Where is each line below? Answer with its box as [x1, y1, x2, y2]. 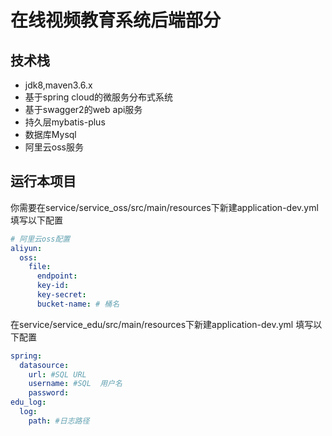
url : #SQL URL [28, 369, 87, 380]
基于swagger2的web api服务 [24, 104, 143, 115]
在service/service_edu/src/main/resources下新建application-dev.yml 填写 [10, 318, 314, 330]
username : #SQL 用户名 [28, 379, 123, 389]
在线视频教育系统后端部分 [10, 9, 222, 32]
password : [28, 388, 70, 398]
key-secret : [36, 290, 87, 300]
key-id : [36, 281, 70, 291]
